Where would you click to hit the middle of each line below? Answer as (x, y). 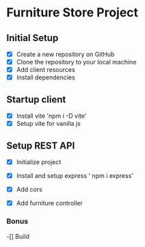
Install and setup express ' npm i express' (75, 176)
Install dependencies (46, 77)
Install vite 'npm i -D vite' (51, 116)
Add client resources (46, 70)
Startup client (36, 100)
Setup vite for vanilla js (49, 124)
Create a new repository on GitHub (65, 54)
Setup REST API (41, 145)
